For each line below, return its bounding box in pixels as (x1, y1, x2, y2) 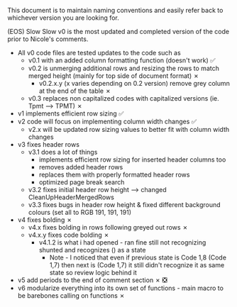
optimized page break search (38, 178, 125, 186)
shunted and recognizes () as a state (38, 246, 146, 254)
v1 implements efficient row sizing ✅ (17, 109, 124, 118)
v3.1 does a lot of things (28, 148, 98, 156)
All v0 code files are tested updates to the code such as (17, 49, 181, 57)
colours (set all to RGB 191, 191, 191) (28, 208, 131, 216)
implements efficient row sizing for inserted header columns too (38, 155, 226, 164)
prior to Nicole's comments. (7, 35, 89, 43)
